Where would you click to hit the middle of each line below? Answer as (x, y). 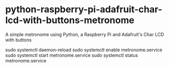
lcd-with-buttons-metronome (70, 20)
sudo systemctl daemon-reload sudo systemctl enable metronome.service (84, 50)
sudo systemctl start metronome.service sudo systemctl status (72, 55)
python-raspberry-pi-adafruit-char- (84, 9)
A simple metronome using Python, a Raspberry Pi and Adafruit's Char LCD (85, 34)
